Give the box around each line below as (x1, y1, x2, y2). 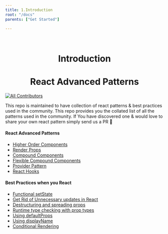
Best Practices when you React (5, 180, 72, 186)
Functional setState (12, 191, 53, 197)
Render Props (12, 147, 41, 153)
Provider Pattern (12, 163, 47, 169)
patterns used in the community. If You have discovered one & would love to (5, 113, 163, 119)
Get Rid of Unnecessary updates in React (12, 196, 98, 202)
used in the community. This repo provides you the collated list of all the (5, 108, 155, 114)
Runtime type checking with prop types (12, 207, 95, 213)
